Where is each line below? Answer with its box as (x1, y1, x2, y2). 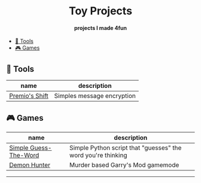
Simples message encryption (54, 91, 136, 100)
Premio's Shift (9, 91, 49, 100)
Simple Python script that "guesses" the (69, 144, 182, 152)
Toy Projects (68, 4, 133, 18)
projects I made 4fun (74, 24, 127, 31)
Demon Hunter (9, 161, 51, 169)
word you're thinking (69, 151, 127, 160)
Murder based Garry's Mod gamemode (69, 161, 179, 169)
